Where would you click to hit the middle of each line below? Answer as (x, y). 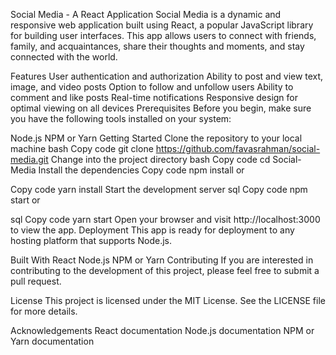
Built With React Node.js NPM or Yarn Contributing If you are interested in (162, 260)
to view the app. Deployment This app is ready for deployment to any (152, 230)
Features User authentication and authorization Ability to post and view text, (167, 76)
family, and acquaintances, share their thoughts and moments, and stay (157, 46)
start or (25, 200)
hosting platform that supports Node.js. (91, 240)
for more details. (44, 311)
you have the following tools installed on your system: (121, 118)
